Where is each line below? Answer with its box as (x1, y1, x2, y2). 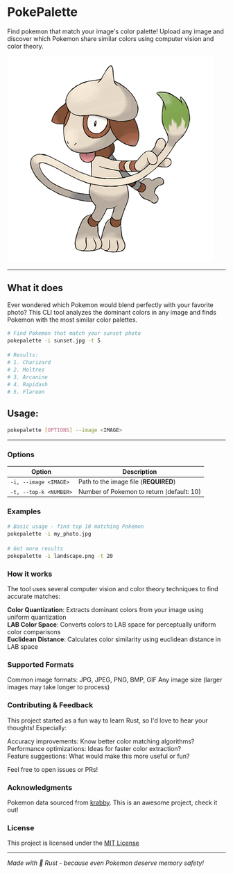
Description (122, 468, 157, 476)
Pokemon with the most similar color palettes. (7, 315, 137, 324)
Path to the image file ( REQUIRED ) (78, 477, 176, 486)
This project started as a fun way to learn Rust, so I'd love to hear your (7, 716, 208, 725)
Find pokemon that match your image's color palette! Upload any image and (7, 27, 224, 35)
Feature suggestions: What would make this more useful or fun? (7, 752, 190, 760)
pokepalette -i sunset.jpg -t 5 (7, 337, 101, 344)
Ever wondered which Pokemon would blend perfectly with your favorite (7, 300, 214, 309)
